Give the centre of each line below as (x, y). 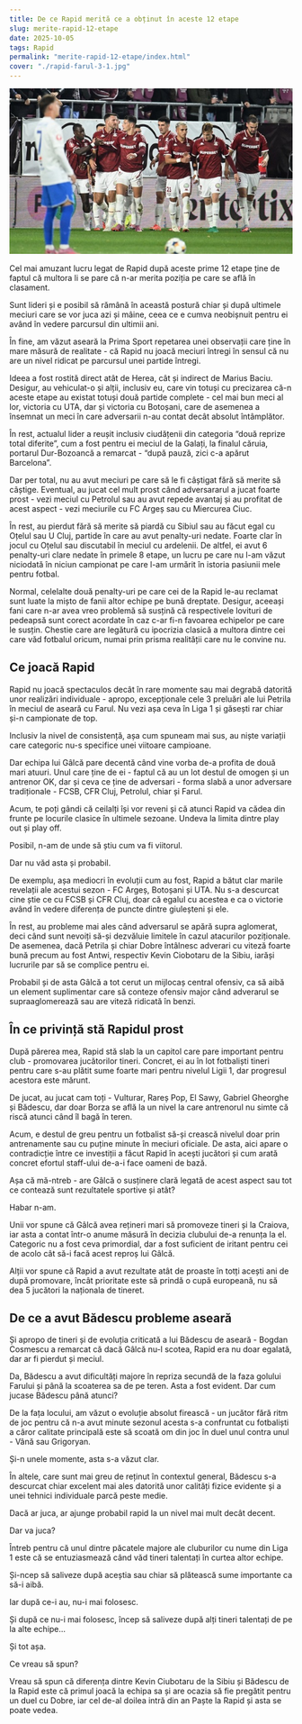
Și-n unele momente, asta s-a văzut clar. (84, 1459)
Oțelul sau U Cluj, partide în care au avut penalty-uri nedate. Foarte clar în (146, 535)
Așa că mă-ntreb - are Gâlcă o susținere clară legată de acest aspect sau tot (151, 1180)
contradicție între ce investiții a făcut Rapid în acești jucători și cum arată (144, 1153)
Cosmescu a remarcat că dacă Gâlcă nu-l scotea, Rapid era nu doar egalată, (151, 1349)
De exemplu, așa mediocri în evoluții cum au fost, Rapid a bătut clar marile (146, 880)
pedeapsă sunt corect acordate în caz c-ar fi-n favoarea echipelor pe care (147, 620)
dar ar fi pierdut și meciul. (57, 1359)
